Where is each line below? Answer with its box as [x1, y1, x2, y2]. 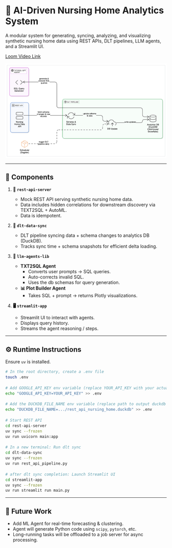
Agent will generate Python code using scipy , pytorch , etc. [12, 526, 137, 532]
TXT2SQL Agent [20, 263, 56, 269]
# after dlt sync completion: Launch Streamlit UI [5, 472, 116, 477]
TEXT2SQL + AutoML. [20, 207, 67, 213]
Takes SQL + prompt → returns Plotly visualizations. [28, 293, 138, 299]
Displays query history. [20, 320, 69, 326]
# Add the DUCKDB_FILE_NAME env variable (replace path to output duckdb [5, 402, 166, 407]
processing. [12, 537, 38, 543]
